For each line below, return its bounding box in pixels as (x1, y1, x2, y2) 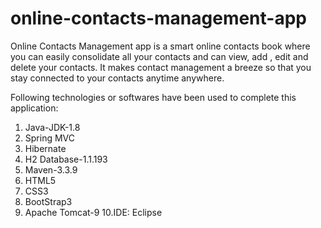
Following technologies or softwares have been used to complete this (10, 91, 297, 103)
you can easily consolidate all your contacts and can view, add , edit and (10, 50, 309, 62)
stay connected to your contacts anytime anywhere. (10, 72, 225, 84)
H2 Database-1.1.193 (24, 153, 108, 165)
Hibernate (24, 142, 67, 154)
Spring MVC (24, 132, 76, 144)
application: (10, 102, 59, 114)
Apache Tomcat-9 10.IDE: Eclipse (24, 206, 163, 218)
